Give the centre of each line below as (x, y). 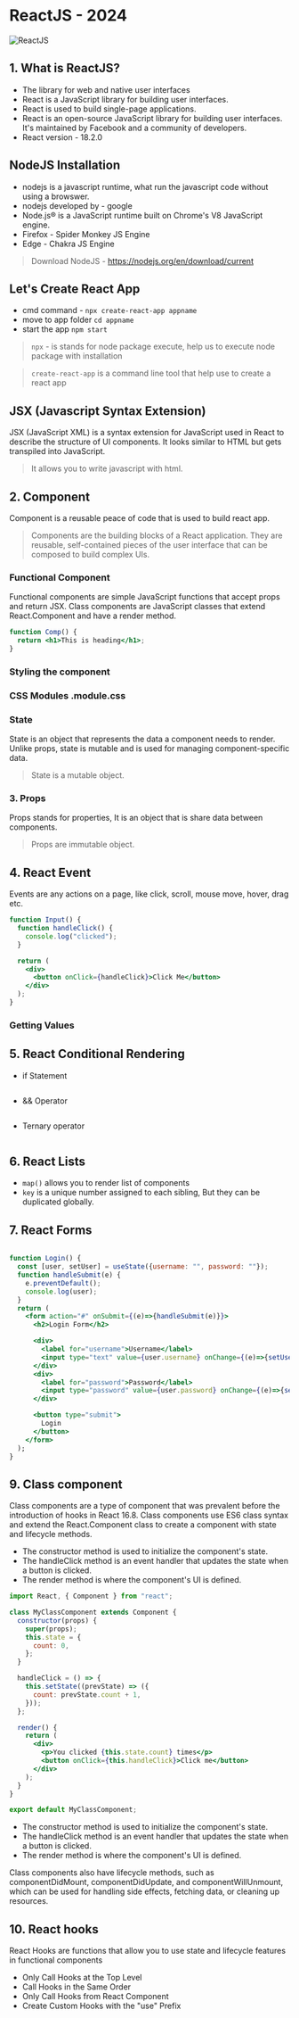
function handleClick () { (65, 929)
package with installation (77, 356)
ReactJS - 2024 (68, 16)
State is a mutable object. (77, 775)
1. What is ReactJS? (65, 68)
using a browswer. (56, 196)
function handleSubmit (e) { (69, 1275)
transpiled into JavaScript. (57, 451)
